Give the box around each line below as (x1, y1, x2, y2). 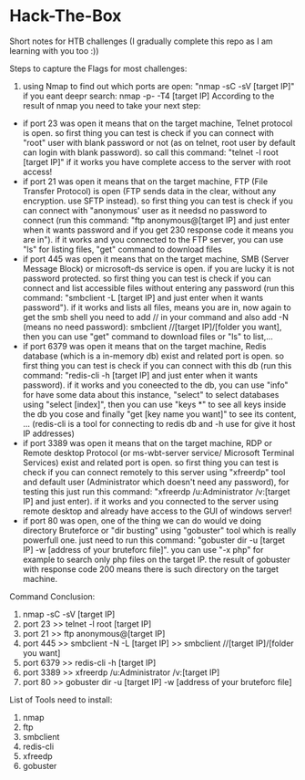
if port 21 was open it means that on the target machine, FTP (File (22, 175, 269, 187)
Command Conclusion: (9, 590, 96, 602)
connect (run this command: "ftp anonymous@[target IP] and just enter (22, 214, 290, 225)
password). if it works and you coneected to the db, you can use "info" (22, 380, 289, 390)
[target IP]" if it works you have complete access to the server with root (22, 156, 291, 167)
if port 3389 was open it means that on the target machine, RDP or (22, 437, 273, 448)
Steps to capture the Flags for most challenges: (9, 63, 188, 74)
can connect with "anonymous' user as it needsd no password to (22, 204, 267, 215)
